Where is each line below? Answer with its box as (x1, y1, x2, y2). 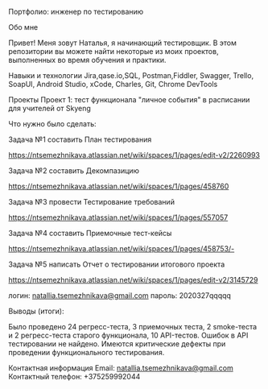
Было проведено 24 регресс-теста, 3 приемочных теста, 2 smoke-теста (8, 322, 258, 331)
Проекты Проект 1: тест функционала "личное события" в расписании (8, 95, 250, 104)
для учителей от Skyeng (8, 104, 91, 113)
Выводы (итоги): (8, 306, 64, 316)
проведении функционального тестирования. (8, 348, 165, 357)
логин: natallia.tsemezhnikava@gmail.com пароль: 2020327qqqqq (8, 291, 232, 300)
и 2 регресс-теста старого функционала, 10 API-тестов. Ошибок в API (8, 330, 249, 340)
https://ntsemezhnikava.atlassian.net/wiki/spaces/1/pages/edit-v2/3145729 (8, 275, 258, 284)
